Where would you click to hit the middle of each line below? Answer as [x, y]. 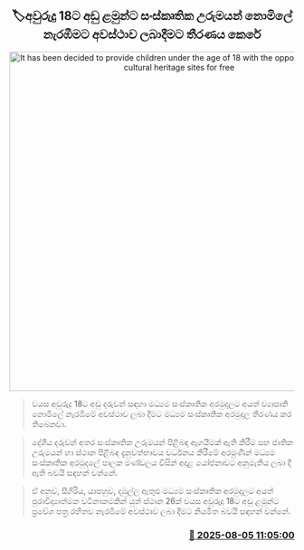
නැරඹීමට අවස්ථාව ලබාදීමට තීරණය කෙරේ [152, 35]
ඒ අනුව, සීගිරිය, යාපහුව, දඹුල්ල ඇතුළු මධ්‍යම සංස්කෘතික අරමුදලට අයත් [152, 490]
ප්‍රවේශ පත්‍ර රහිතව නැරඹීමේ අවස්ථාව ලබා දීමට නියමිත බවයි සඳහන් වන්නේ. [161, 511]
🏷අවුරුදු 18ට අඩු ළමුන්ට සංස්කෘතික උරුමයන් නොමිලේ [152, 16]
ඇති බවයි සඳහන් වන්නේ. [75, 472]
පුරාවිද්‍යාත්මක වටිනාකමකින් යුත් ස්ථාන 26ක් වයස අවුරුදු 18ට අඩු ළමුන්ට [155, 500]
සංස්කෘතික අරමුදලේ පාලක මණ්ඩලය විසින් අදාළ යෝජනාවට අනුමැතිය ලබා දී [161, 462]
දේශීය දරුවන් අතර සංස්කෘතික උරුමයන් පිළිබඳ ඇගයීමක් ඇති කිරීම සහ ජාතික [162, 441]
